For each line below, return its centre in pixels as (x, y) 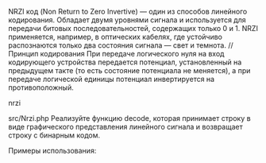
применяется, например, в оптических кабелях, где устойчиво (115, 37)
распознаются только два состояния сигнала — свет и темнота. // (121, 45)
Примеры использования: (52, 151)
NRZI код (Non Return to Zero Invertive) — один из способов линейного (128, 12)
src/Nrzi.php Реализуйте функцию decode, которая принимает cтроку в (130, 118)
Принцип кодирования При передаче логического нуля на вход (116, 54)
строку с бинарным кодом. (54, 135)
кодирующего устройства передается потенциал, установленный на (125, 62)
